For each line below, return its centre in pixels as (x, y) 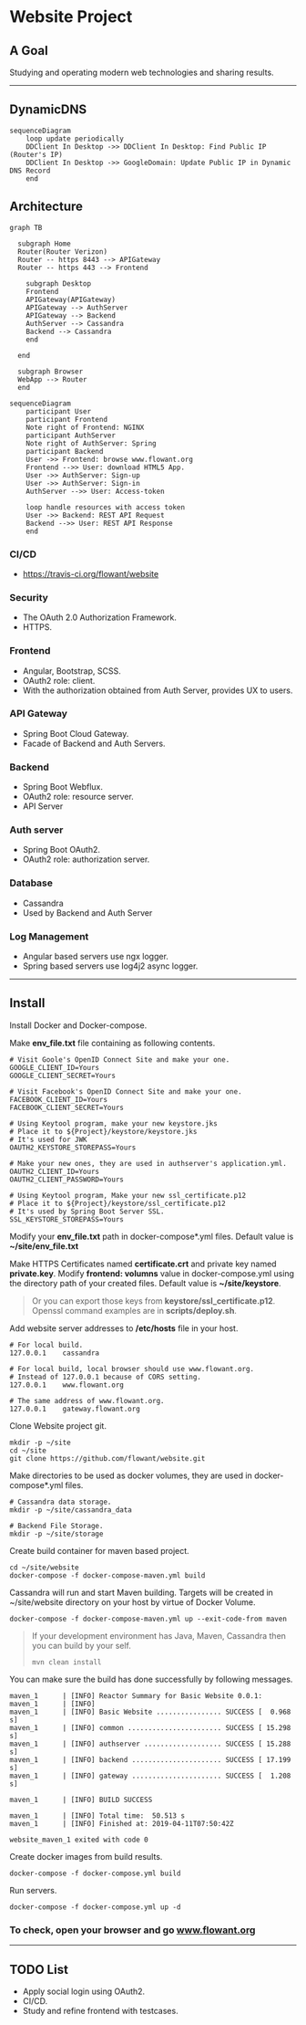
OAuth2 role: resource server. (78, 797)
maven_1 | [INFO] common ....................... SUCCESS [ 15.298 (150, 1727)
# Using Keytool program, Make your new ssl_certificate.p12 (128, 1195)
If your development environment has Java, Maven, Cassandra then (159, 1635)
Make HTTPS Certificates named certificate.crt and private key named (143, 1264)
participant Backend (65, 451)
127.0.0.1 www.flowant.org (67, 1385)
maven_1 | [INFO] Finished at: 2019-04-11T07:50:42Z (122, 1823)
